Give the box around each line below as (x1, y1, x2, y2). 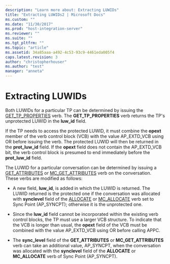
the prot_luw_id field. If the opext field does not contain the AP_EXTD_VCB (5, 144, 162, 150)
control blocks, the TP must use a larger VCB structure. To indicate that (12, 216, 162, 222)
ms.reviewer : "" (5, 31, 40, 36)
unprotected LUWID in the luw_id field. (5, 118, 87, 124)
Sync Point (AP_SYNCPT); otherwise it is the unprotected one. (12, 201, 143, 207)
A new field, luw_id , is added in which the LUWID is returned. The (12, 185, 151, 191)
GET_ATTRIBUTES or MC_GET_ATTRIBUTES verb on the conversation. (5, 170, 152, 176)
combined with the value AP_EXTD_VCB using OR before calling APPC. (12, 227, 160, 233)
